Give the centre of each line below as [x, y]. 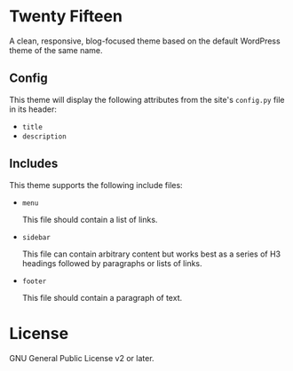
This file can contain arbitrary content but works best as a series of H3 [151, 254]
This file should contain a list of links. [90, 219]
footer [34, 281]
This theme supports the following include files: [96, 185]
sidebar [36, 237]
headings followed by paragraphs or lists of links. [112, 263]
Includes [34, 164]
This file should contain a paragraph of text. [102, 297]
